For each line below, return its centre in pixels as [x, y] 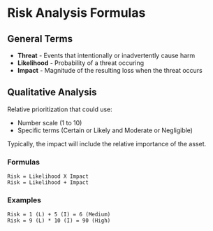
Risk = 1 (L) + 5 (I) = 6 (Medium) [59, 215]
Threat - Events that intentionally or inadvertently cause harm [106, 55]
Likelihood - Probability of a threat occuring [81, 63]
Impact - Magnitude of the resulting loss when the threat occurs [110, 70]
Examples [24, 200]
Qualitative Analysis [52, 92]
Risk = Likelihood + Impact [48, 183]
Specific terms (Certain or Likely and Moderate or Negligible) [105, 130]
